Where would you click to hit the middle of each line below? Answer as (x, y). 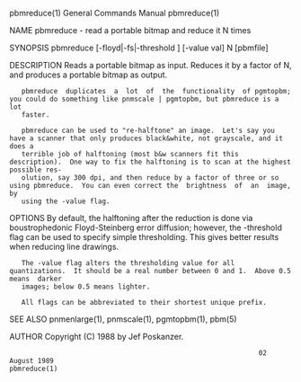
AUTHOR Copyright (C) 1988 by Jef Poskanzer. (97, 337)
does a (22, 147)
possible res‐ (36, 170)
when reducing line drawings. (64, 247)
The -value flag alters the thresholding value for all (128, 263)
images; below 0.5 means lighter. (86, 287)
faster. (35, 115)
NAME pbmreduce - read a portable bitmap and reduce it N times (130, 30)
